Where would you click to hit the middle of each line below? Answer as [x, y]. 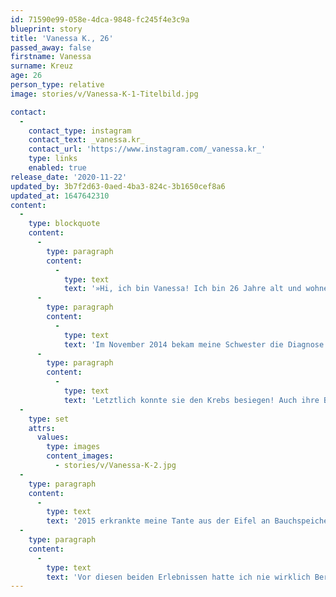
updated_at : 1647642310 [60, 196]
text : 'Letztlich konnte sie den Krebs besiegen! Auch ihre [191, 400]
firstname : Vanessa [51, 57]
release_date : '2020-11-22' [69, 177]
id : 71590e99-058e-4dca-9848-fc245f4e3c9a [100, 19]
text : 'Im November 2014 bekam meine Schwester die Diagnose [194, 344]
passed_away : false [51, 47]
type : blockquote [64, 224]
